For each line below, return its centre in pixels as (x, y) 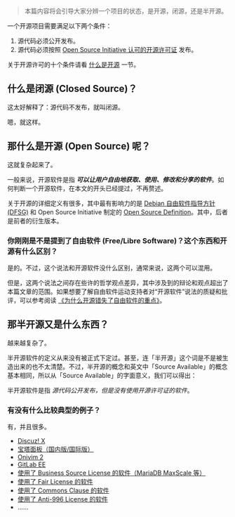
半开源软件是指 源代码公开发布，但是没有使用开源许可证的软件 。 (100, 390)
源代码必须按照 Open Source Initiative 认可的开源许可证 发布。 (107, 50)
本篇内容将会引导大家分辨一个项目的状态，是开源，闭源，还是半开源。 (126, 11)
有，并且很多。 (29, 427)
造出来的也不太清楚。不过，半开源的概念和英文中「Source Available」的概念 (117, 366)
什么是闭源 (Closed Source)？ (72, 89)
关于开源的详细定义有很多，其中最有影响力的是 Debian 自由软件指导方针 (112, 203)
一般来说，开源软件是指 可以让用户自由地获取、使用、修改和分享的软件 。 (113, 179)
